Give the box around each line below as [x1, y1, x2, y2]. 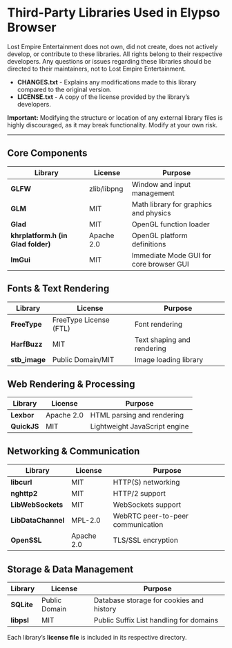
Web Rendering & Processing [7, 378, 136, 390]
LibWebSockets [10, 500, 64, 510]
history [93, 604, 117, 613]
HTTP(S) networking [113, 478, 180, 487]
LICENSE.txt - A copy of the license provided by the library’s [17, 92, 190, 101]
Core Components [7, 147, 88, 159]
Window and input [131, 179, 191, 189]
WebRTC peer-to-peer [113, 511, 188, 521]
